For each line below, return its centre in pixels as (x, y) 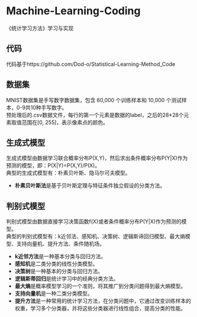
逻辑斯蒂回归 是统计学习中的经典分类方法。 (67, 279)
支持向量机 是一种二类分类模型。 (54, 294)
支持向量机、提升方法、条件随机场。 (60, 244)
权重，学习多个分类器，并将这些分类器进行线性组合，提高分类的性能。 (100, 308)
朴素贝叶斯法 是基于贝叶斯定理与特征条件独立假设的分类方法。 (90, 186)
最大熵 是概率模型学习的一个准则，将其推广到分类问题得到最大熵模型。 (100, 286)
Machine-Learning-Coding (73, 11)
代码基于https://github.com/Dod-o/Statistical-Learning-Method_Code (91, 64)
